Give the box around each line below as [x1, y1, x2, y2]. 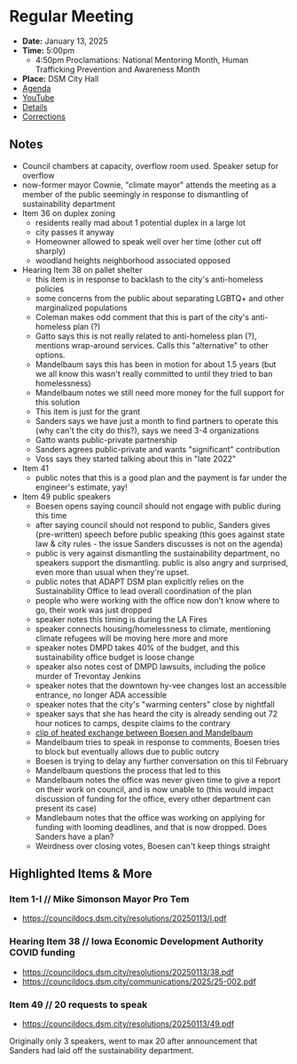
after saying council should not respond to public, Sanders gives [35, 519, 271, 530]
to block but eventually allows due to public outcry [35, 746, 220, 756]
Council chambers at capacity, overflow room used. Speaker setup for [21, 160, 279, 171]
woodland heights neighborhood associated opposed [35, 255, 231, 266]
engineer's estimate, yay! [35, 482, 128, 492]
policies [35, 283, 65, 294]
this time [35, 509, 67, 521]
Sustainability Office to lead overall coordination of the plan [35, 585, 253, 596]
